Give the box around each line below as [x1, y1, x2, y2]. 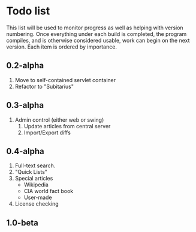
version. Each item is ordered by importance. [6, 43, 117, 50]
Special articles [14, 175, 53, 182]
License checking [14, 200, 59, 207]
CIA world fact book [23, 188, 74, 195]
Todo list [6, 4, 50, 18]
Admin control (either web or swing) [14, 116, 104, 123]
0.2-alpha [6, 61, 44, 71]
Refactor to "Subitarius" [14, 83, 74, 90]
